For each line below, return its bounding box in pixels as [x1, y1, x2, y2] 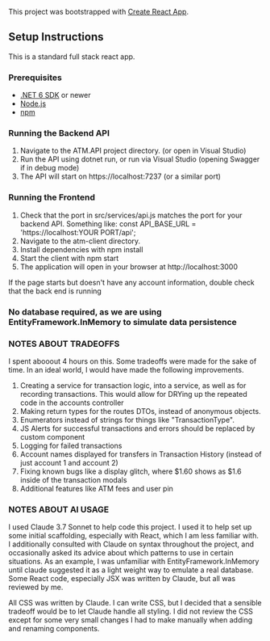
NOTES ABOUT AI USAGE [8, 504, 110, 515]
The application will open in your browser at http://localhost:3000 [19, 262, 239, 272]
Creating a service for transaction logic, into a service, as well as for [19, 380, 247, 390]
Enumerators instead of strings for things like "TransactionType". [19, 415, 235, 424]
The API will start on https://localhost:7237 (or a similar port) [19, 171, 222, 181]
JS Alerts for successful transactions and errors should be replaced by [19, 424, 255, 433]
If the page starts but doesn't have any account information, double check [8, 277, 255, 287]
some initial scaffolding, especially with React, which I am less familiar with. [8, 531, 260, 541]
